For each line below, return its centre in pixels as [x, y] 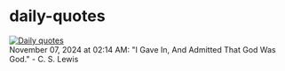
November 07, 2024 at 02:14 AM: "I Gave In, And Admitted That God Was [143, 49]
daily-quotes [57, 16]
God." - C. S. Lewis [44, 59]
